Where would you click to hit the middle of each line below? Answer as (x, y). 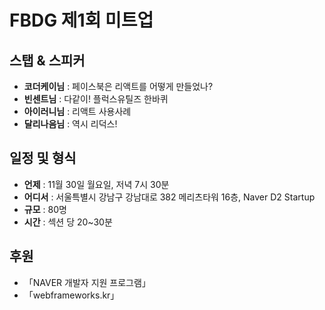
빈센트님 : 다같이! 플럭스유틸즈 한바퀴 (96, 99)
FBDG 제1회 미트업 (81, 20)
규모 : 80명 (45, 209)
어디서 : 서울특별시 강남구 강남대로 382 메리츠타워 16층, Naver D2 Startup (169, 197)
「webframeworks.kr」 (71, 295)
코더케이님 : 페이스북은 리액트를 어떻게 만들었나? (118, 86)
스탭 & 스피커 (47, 60)
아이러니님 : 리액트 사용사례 (77, 111)
